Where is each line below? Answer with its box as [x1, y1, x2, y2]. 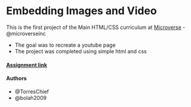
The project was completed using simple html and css [14, 47, 147, 54]
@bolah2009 [14, 94, 47, 101]
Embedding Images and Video [6, 4, 157, 18]
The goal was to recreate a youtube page [14, 41, 116, 48]
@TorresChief [14, 87, 49, 95]
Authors [6, 75, 27, 82]
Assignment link [6, 61, 47, 69]
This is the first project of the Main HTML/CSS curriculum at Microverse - [6, 24, 186, 31]
